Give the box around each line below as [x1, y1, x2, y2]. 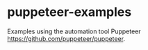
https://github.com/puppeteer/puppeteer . [7, 34, 126, 42]
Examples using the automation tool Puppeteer [7, 27, 141, 35]
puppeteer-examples [7, 4, 132, 20]
